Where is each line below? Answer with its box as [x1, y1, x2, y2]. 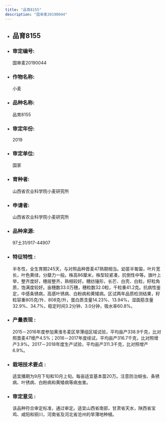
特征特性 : [12, 254, 36, 261]
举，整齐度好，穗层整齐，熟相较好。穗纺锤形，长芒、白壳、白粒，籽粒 [12, 278, 156, 284]
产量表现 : [12, 316, 36, 323]
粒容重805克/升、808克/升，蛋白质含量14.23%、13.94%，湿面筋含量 [12, 296, 154, 303]
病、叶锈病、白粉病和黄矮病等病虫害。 [12, 379, 91, 385]
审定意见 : [12, 393, 36, 400]
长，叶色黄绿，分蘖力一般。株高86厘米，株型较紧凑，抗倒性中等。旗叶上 [12, 272, 162, 278]
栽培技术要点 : [12, 361, 46, 368]
